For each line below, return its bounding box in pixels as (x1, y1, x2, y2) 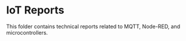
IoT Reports (6, 4, 64, 17)
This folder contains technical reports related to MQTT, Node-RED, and (6, 23, 181, 30)
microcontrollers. (6, 29, 48, 36)
